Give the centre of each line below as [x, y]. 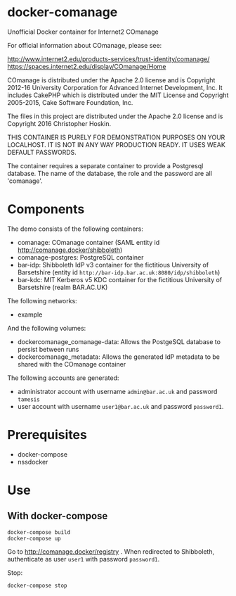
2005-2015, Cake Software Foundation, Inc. [70, 102]
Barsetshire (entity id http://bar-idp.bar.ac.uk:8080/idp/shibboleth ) [119, 272]
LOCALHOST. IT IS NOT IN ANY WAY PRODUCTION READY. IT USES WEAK [117, 144]
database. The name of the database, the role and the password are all [110, 173]
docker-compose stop [38, 585]
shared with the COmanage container [72, 364]
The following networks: [42, 300]
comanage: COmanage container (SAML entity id [88, 242]
